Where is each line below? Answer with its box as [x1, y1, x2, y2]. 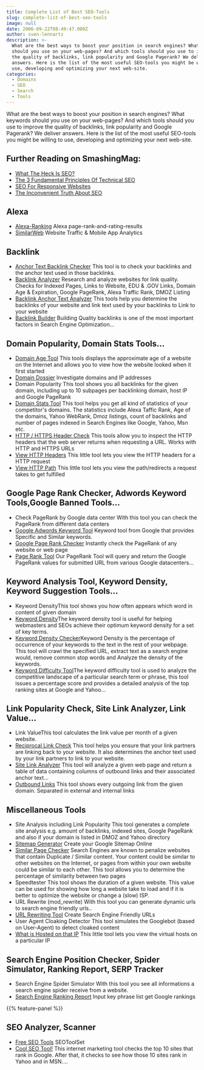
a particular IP [15, 937, 50, 944]
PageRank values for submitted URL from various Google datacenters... [15, 559, 194, 566]
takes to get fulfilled [15, 471, 66, 478]
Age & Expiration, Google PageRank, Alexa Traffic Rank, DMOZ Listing [15, 289, 190, 296]
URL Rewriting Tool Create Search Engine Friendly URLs [15, 911, 155, 918]
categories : [6, 71, 36, 77]
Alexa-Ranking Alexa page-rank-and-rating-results [15, 223, 143, 230]
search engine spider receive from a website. [15, 987, 129, 994]
